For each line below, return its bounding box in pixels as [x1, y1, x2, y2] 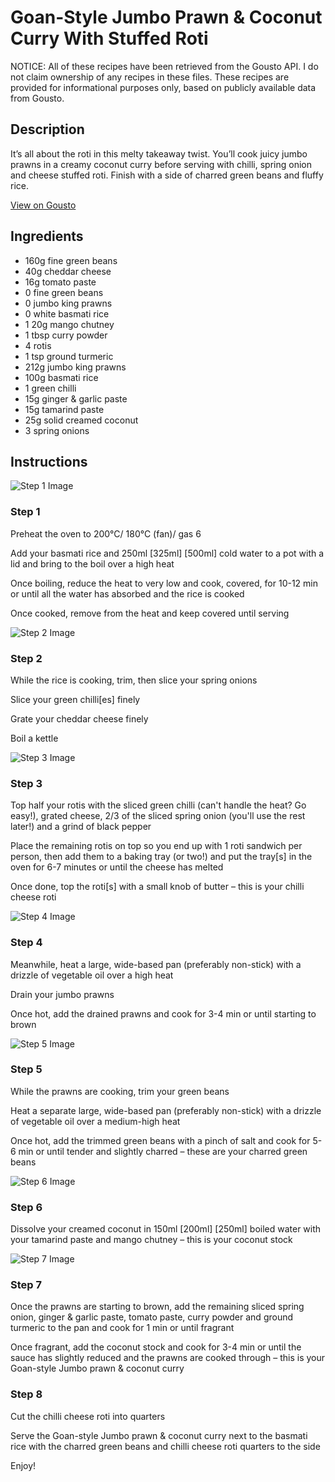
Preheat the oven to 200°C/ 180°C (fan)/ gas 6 [10, 527, 202, 540]
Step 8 [10, 1387, 43, 1401]
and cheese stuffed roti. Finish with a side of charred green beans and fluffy [10, 169, 324, 181]
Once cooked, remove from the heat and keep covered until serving [10, 607, 290, 619]
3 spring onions [24, 424, 90, 436]
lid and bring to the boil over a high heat [10, 557, 175, 570]
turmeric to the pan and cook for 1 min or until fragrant [10, 1322, 235, 1334]
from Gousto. [10, 92, 65, 104]
